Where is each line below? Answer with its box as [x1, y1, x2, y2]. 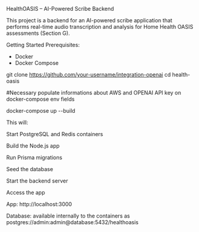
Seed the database [6, 166, 53, 172]
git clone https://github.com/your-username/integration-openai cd [6, 71, 171, 78]
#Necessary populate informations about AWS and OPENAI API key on [6, 89, 182, 96]
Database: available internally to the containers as [6, 212, 130, 219]
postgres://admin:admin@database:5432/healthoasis [6, 219, 139, 225]
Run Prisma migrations [6, 154, 63, 161]
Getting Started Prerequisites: [6, 42, 80, 48]
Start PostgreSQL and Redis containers [6, 131, 104, 137]
